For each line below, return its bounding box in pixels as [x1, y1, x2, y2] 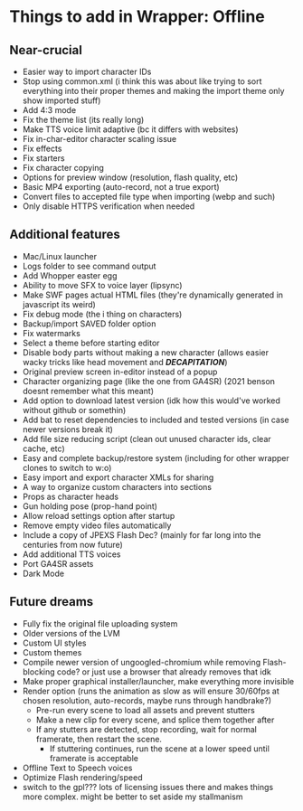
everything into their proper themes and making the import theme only [22, 86, 285, 96]
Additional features [9, 227, 120, 242]
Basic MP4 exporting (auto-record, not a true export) [22, 182, 220, 192]
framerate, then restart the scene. [35, 733, 163, 744]
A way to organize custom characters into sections [22, 481, 213, 492]
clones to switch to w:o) [22, 462, 112, 473]
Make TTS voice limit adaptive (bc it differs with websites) [22, 124, 239, 135]
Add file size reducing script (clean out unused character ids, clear [22, 433, 271, 444]
